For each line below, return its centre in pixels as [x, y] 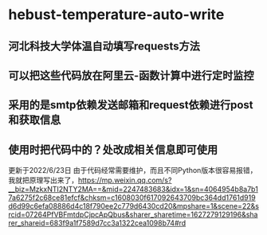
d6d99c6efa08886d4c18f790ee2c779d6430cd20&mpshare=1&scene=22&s [133, 206]
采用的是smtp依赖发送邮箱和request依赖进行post [131, 105]
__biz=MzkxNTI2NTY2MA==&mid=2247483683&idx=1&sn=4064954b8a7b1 [133, 190]
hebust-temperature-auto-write [116, 15]
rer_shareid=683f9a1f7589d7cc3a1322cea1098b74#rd [97, 223]
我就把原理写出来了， [43, 180]
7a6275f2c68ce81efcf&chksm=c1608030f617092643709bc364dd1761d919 [132, 198]
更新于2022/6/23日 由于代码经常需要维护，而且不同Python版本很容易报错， [133, 170]
